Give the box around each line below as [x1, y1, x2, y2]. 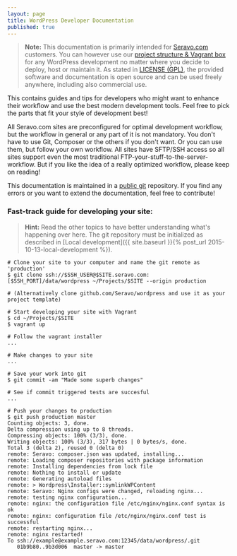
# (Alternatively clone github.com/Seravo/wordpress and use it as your [7, 290, 226, 297]
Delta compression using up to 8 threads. [7, 425, 134, 433]
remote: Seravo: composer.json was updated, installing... [7, 450, 185, 458]
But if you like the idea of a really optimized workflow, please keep [37, 160, 230, 169]
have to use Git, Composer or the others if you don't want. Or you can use [7, 138, 222, 146]
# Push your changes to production [7, 407, 112, 414]
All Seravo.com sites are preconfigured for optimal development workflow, [7, 123, 224, 131]
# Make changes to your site [7, 351, 93, 359]
